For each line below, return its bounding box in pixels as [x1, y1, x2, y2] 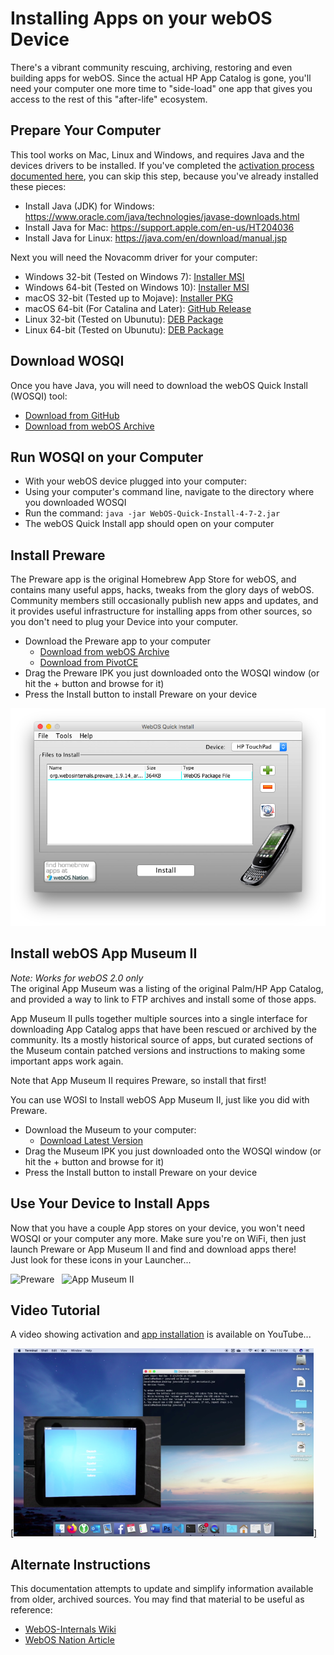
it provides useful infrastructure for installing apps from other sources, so [10, 605, 313, 617]
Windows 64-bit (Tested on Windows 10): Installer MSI [24, 281, 250, 293]
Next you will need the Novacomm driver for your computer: [10, 251, 258, 263]
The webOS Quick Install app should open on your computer [24, 518, 275, 530]
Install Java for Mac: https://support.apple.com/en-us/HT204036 [24, 221, 295, 233]
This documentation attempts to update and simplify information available [10, 1583, 314, 1595]
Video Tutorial [10, 1302, 101, 1319]
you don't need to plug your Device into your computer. [10, 616, 239, 628]
